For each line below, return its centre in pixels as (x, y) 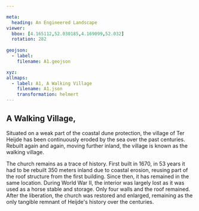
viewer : (16, 28)
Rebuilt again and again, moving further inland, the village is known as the (97, 146)
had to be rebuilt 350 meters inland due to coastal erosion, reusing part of (97, 170)
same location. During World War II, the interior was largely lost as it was (95, 182)
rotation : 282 (29, 39)
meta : (13, 17)
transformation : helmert (48, 94)
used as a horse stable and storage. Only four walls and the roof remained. (98, 189)
